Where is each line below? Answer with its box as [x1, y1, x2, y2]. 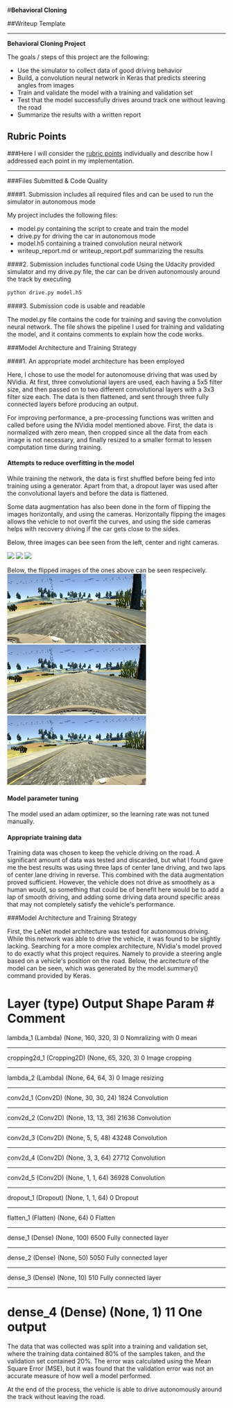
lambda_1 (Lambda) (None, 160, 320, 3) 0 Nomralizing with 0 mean [7, 1034, 198, 1042]
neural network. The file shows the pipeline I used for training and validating [7, 323, 225, 331]
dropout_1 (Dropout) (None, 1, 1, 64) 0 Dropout [7, 1194, 139, 1202]
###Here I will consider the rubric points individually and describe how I [7, 149, 213, 157]
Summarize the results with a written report [17, 111, 141, 119]
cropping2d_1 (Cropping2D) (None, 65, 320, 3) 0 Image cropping [7, 1053, 192, 1062]
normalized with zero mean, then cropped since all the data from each [7, 428, 208, 437]
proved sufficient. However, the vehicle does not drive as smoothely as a [7, 878, 215, 887]
